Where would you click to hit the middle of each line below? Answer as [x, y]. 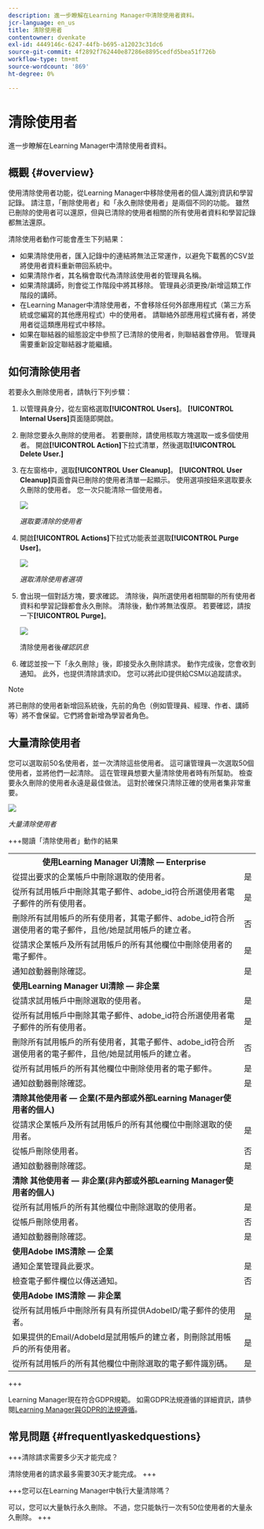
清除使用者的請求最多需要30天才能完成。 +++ [82, 1474]
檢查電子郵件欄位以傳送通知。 [68, 1281]
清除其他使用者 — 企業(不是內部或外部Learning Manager [118, 1098]
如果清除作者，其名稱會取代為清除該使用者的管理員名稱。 [112, 275]
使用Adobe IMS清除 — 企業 [63, 1251]
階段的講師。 [40, 295]
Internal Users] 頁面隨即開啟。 [68, 418]
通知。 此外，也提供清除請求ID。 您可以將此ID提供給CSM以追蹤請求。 [132, 674]
